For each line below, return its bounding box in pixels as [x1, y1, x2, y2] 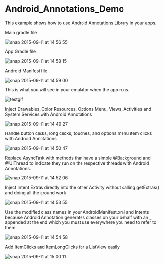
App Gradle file [5, 48, 36, 54]
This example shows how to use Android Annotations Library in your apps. [5, 20, 157, 26]
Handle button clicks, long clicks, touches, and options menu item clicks [5, 130, 152, 136]
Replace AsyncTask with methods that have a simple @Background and [5, 155, 151, 161]
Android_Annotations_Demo [5, 3, 124, 15]
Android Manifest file [5, 68, 48, 74]
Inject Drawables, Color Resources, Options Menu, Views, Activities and [5, 106, 152, 112]
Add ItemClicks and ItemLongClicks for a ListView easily [5, 244, 120, 250]
